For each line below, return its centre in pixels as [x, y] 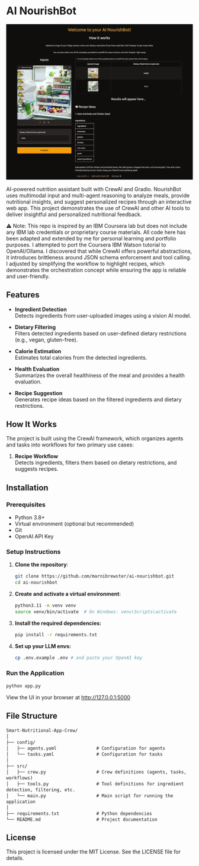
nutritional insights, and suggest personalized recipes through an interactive [99, 202]
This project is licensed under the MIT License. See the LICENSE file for [94, 852]
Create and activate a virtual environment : [68, 594]
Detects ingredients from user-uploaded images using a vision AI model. [103, 315]
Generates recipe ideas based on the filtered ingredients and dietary [98, 399]
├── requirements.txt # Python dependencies [79, 813]
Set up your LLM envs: [43, 646]
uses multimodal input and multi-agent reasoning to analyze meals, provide [98, 195]
